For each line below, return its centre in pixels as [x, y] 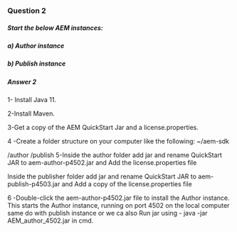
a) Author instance [36, 46]
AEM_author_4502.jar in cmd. [51, 221]
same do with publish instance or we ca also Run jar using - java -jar [107, 213]
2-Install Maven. [31, 114]
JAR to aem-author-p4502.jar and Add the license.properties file [102, 163]
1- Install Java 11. [32, 100]
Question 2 [27, 11]
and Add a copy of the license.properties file [127, 184]
